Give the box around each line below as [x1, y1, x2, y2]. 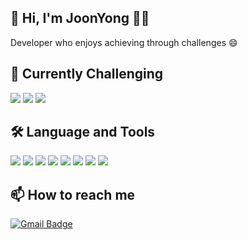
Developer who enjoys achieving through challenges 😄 [10, 36, 238, 48]
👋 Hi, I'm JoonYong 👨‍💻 [10, 10, 150, 27]
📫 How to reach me [10, 186, 136, 203]
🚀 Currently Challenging [10, 66, 164, 83]
